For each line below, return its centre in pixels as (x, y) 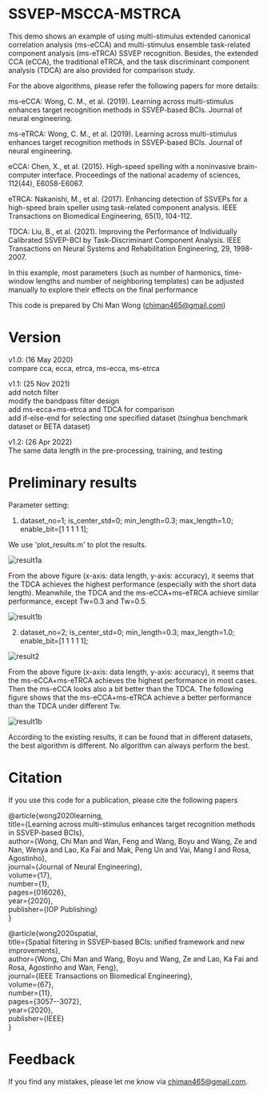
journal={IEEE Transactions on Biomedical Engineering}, (101, 975)
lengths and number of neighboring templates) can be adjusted (140, 281)
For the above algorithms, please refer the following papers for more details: (134, 86)
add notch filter (34, 392)
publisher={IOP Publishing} (53, 909)
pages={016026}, (37, 892)
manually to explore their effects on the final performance (103, 289)
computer (24, 175)
